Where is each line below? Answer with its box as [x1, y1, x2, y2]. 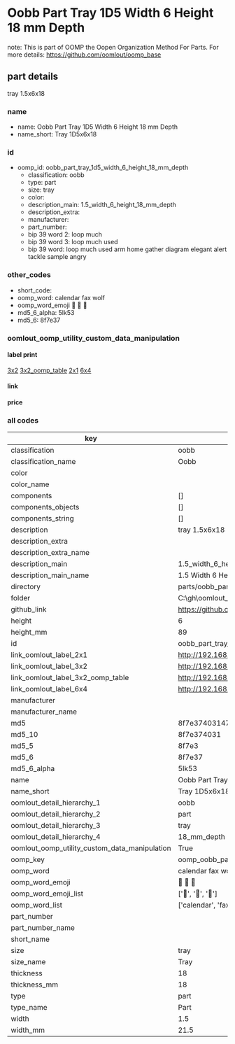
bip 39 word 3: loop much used [27, 238, 118, 246]
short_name [10, 934, 50, 944]
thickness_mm [10, 980, 59, 989]
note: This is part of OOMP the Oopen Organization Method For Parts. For [7, 43, 219, 51]
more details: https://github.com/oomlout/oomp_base [7, 50, 162, 59]
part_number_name [10, 923, 75, 933]
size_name [10, 957, 46, 967]
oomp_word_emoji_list [10, 889, 84, 898]
